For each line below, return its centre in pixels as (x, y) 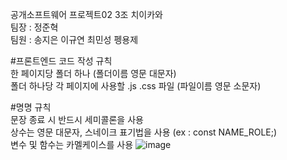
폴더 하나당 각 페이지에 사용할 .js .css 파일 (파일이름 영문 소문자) (136, 86)
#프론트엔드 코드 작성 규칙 (61, 61)
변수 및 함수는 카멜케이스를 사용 (72, 144)
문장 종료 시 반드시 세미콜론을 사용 (77, 119)
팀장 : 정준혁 (34, 27)
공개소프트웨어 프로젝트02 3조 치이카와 (86, 14)
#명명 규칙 (31, 107)
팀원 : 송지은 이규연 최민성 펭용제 (74, 39)
